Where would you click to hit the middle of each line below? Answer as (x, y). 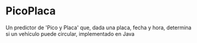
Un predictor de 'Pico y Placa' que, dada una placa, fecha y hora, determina (98, 27)
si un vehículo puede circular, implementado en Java (70, 33)
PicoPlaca (31, 11)
